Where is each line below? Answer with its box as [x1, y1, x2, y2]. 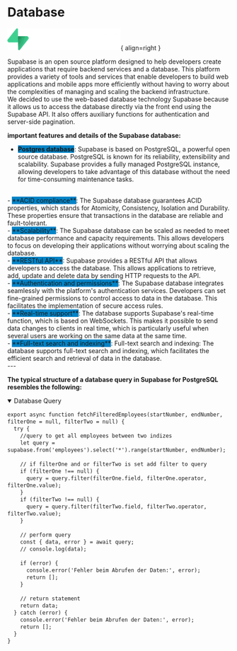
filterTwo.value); [7, 510, 62, 517]
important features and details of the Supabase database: [7, 131, 182, 139]
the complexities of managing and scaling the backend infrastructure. [7, 87, 210, 96]
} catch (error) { [13, 609, 69, 616]
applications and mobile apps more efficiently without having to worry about [7, 79, 230, 88]
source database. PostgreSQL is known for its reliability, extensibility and [17, 152, 230, 161]
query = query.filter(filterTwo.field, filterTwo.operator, [25, 503, 207, 510]
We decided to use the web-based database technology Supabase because [7, 95, 229, 103]
